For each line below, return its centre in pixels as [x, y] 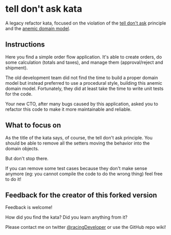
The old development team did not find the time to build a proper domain [82, 78]
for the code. [19, 94]
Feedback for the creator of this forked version [81, 195]
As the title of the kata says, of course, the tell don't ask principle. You [79, 137]
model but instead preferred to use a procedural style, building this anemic [84, 83]
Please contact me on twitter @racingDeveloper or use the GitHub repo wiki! [86, 227]
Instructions [25, 45]
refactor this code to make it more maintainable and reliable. [68, 109]
